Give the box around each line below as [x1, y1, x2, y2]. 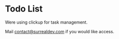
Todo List [5, 3, 43, 14]
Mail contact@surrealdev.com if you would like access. [5, 28, 115, 34]
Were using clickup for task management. [5, 19, 88, 25]
